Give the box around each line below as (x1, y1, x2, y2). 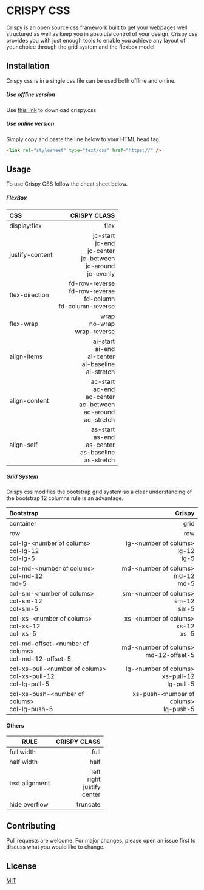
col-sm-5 (9, 605, 39, 613)
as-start (90, 425, 115, 434)
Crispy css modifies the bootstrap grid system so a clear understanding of (6, 488, 192, 496)
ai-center (87, 352, 115, 361)
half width (9, 757, 38, 766)
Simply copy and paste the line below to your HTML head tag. (6, 135, 161, 143)
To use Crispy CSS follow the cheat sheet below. (6, 180, 128, 187)
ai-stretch (86, 367, 115, 376)
